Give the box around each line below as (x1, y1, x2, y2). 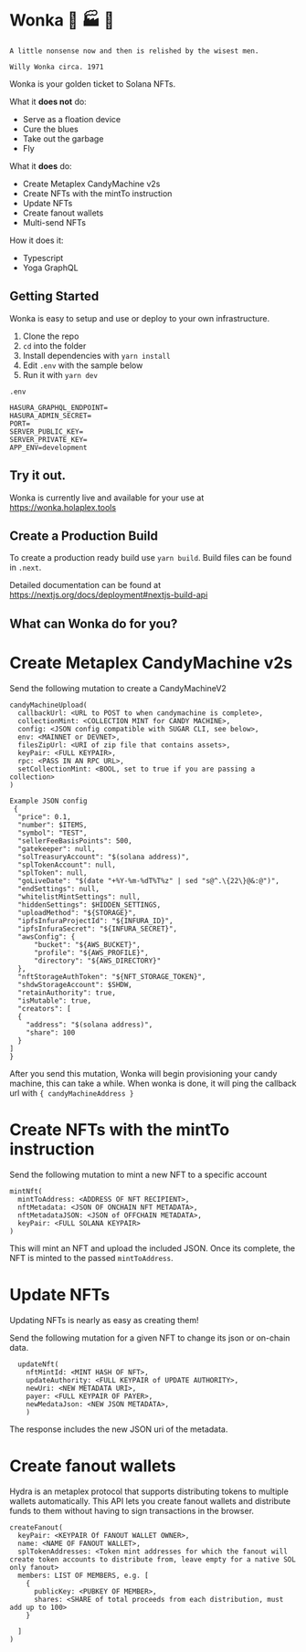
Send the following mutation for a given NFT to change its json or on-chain (9, 1332, 290, 1343)
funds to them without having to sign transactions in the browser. (9, 1505, 254, 1516)
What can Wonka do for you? (9, 616, 178, 631)
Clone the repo (22, 331, 79, 342)
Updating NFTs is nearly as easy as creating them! (9, 1314, 199, 1325)
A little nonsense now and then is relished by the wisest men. (9, 46, 259, 56)
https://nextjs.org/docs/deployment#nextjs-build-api (9, 589, 208, 601)
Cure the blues (22, 123, 79, 134)
